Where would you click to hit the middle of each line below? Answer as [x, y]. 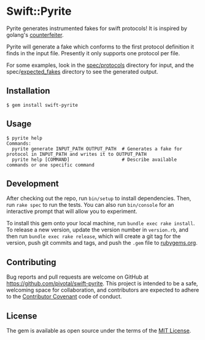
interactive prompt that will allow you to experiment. [72, 211]
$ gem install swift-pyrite [42, 105]
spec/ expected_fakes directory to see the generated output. [82, 71]
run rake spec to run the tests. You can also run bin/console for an [90, 205]
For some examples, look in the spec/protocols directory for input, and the [100, 65]
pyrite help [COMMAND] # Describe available [94, 160]
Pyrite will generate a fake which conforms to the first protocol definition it [100, 47]
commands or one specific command [51, 165]
